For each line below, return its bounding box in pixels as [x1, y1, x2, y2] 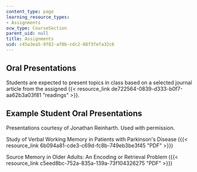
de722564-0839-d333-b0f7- [111, 85, 183, 92]
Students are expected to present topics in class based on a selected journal [6, 79, 192, 86]
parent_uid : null [6, 31, 49, 37]
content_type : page [6, 8, 54, 15]
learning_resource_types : [6, 14, 70, 20]
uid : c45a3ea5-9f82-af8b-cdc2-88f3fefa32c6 [6, 42, 115, 48]
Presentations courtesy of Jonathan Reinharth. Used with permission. [6, 124, 175, 131]
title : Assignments [6, 36, 54, 42]
